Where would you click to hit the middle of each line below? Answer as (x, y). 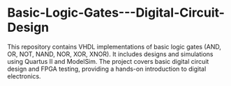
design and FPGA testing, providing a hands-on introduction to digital (107, 69)
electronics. (24, 76)
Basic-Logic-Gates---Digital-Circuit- (116, 13)
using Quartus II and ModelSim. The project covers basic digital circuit (108, 61)
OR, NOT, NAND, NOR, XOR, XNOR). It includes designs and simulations (110, 54)
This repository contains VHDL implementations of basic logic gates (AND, (114, 46)
